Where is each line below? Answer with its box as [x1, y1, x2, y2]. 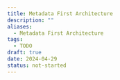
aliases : [7, 23, 33, 30]
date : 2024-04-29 [7, 56, 58, 63]
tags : [7, 36, 23, 43]
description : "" [7, 17, 54, 24]
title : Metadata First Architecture [7, 10, 113, 17]
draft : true [7, 49, 42, 56]
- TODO [13, 42, 33, 49]
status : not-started [7, 62, 67, 69]
